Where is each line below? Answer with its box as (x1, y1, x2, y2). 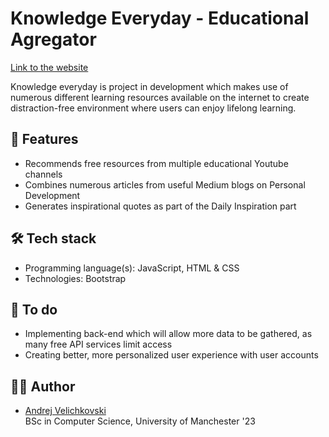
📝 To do (10, 301, 58, 318)
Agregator (10, 28, 97, 51)
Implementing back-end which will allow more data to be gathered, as (24, 328, 313, 340)
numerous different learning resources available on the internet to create (10, 91, 310, 103)
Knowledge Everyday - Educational (10, 7, 310, 30)
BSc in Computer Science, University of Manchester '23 (24, 415, 256, 427)
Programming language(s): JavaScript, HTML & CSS (24, 262, 240, 274)
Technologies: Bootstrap (24, 272, 127, 284)
